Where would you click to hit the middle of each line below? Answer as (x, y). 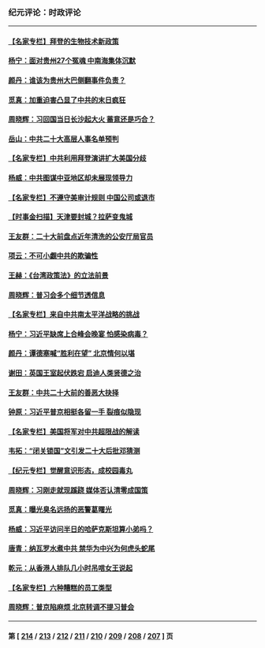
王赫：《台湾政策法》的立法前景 (58, 276)
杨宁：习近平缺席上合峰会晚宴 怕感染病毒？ (78, 333)
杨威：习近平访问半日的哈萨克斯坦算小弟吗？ (81, 529)
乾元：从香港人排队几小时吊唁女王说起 (70, 568)
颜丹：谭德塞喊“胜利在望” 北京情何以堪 (72, 353)
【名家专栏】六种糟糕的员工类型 (60, 587)
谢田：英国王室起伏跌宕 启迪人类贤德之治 (75, 373)
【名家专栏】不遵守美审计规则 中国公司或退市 (82, 197)
